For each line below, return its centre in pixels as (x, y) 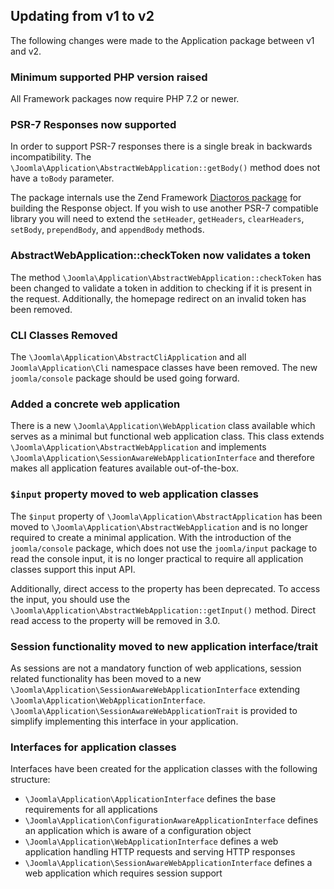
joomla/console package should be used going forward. (125, 378)
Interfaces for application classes (93, 747)
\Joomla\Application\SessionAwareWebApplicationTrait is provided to (154, 710)
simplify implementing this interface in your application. (124, 721)
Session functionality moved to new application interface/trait (164, 646)
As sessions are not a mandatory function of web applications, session (156, 668)
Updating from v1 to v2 (82, 16)
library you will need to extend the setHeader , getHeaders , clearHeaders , (157, 219)
